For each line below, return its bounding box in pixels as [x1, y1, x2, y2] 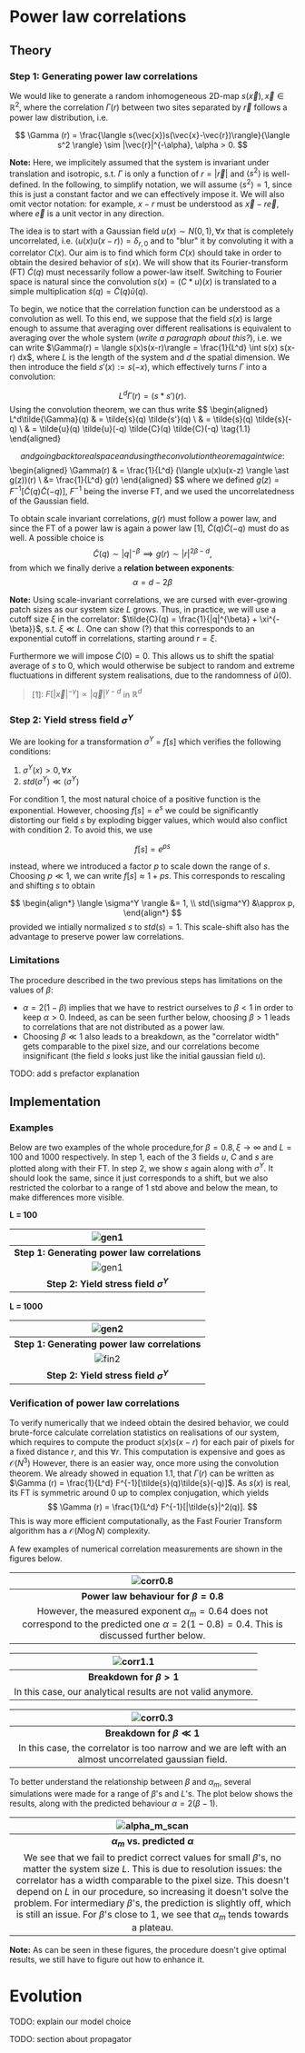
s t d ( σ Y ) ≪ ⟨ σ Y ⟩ [22, 774, 80, 787]
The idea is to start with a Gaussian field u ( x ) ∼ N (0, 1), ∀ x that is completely [9, 225, 294, 236]
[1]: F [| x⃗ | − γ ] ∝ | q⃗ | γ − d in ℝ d [31, 687, 143, 700]
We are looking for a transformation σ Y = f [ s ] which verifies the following [9, 734, 281, 747]
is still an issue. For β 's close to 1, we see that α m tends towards [15, 1908, 290, 1922]
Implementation [9, 1093, 102, 1110]
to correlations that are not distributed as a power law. [22, 1021, 225, 1032]
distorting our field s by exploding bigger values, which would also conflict [9, 814, 288, 825]
